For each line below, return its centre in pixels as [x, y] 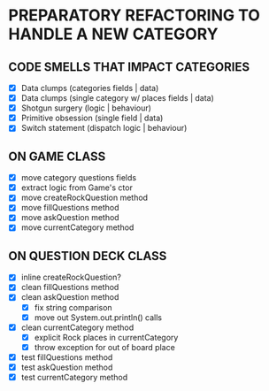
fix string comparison [73, 307]
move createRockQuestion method [84, 198]
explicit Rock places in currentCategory [106, 337]
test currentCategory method [74, 377]
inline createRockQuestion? [71, 277]
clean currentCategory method [77, 327]
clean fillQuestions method [70, 287]
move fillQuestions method [70, 208]
